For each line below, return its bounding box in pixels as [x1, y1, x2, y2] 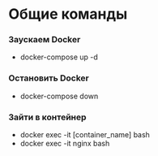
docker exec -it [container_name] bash [19, 130, 150, 140]
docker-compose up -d [19, 52, 99, 62]
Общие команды [8, 5, 128, 24]
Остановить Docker [8, 72, 89, 84]
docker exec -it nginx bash [19, 139, 110, 149]
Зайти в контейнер [8, 111, 87, 123]
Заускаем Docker [8, 34, 81, 45]
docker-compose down [19, 91, 99, 101]
